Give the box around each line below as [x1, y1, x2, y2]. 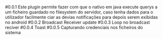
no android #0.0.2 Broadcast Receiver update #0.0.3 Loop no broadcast [5, 19, 150, 25]
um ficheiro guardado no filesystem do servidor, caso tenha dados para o [5, 9, 153, 15]
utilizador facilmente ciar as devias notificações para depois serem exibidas [5, 14, 158, 20]
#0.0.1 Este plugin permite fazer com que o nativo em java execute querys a [5, 4, 158, 10]
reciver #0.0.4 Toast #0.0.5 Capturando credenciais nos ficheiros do [5, 25, 143, 30]
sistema [5, 30, 21, 35]
